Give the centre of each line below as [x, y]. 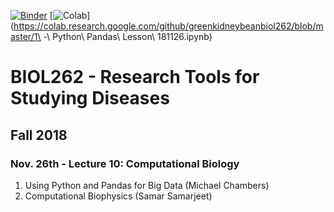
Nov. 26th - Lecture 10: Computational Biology [125, 163]
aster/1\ [26, 36]
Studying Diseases [90, 98]
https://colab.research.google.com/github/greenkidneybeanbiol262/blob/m [168, 26]
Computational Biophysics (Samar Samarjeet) [118, 196]
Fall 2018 [39, 135]
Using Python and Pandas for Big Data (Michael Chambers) [147, 185]
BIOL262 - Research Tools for [135, 77]
